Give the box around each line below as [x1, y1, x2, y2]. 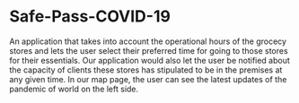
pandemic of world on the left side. [9, 83, 139, 94]
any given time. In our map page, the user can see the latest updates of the [9, 73, 287, 84]
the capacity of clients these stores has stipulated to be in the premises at [9, 64, 283, 75]
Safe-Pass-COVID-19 [9, 6, 171, 27]
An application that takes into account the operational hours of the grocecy [9, 36, 287, 47]
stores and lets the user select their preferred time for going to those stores [9, 45, 289, 56]
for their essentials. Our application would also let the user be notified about [9, 55, 290, 65]
